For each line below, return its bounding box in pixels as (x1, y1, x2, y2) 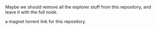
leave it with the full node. (5, 9, 58, 15)
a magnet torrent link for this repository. (5, 19, 86, 24)
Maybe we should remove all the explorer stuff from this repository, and (5, 4, 152, 10)
